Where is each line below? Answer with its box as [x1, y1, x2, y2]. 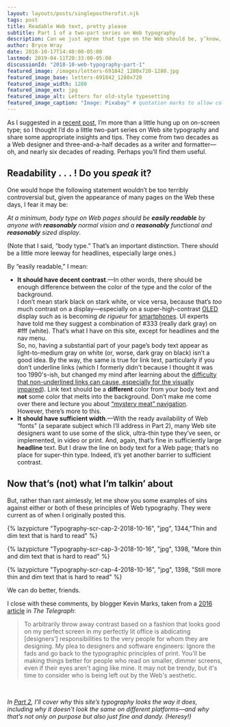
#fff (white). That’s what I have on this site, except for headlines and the [16, 326, 220, 335]
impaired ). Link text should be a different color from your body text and [16, 385, 219, 393]
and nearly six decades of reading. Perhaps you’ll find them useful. [17, 147, 207, 155]
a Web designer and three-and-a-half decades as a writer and [7, 140, 183, 148]
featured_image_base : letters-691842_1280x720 [7, 74, 142, 81]
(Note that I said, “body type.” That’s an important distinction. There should [7, 241, 219, 249]
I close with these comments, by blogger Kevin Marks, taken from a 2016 [7, 599, 213, 607]
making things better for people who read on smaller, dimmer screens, [23, 656, 222, 664]
